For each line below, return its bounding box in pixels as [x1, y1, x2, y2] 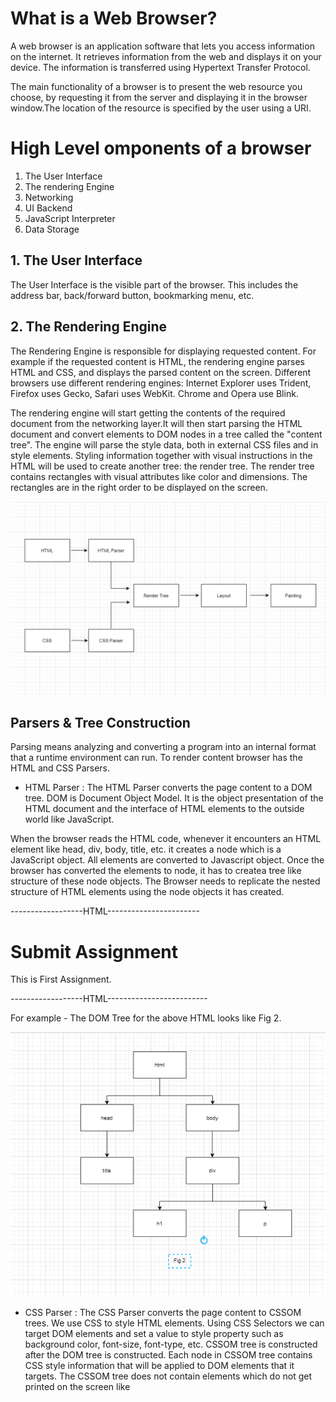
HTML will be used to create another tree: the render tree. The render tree [10, 460, 315, 472]
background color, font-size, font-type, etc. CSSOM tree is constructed [24, 1338, 318, 1350]
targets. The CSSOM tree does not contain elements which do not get [24, 1370, 313, 1382]
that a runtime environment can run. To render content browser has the [10, 752, 303, 764]
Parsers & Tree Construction [10, 714, 191, 731]
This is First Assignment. [10, 973, 112, 986]
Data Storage [24, 223, 80, 235]
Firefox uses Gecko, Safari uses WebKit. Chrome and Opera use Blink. [10, 387, 299, 399]
